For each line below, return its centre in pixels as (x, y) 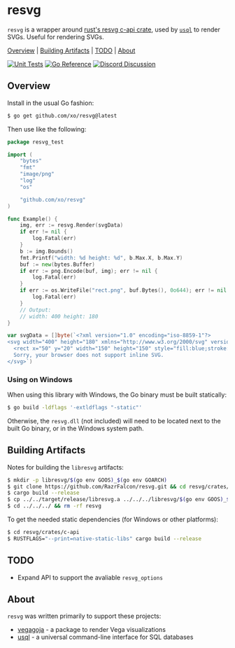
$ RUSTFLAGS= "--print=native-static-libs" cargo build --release (104, 538)
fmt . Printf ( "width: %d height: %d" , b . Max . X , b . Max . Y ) (101, 258)
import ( (20, 155)
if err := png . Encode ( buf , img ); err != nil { (89, 271)
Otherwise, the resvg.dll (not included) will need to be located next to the (114, 421)
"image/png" (37, 174)
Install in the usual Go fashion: (51, 103)
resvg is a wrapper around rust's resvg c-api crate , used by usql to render (114, 29)
